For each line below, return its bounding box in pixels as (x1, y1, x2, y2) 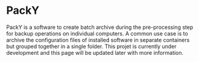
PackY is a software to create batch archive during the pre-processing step (6, 23, 194, 31)
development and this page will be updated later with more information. (6, 49, 184, 56)
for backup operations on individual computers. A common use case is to (6, 29, 188, 37)
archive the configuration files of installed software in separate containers (6, 36, 190, 43)
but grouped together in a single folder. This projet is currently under (6, 43, 177, 50)
